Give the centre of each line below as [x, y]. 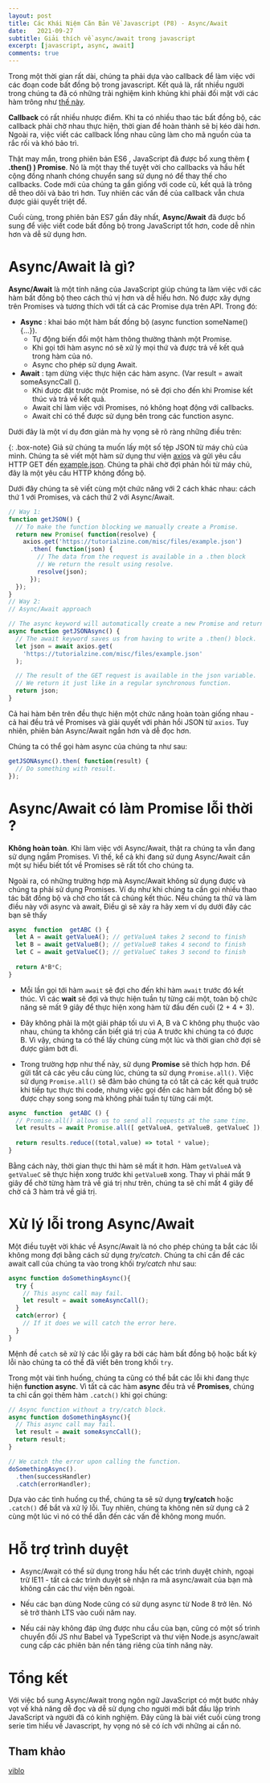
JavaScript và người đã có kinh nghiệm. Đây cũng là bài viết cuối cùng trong [135, 1718]
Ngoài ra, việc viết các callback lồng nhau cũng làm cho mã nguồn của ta [130, 135]
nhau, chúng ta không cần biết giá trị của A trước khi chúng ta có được [137, 1031]
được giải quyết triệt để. [48, 201]
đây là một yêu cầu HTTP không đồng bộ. [77, 473]
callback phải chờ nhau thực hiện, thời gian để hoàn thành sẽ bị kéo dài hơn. [135, 126]
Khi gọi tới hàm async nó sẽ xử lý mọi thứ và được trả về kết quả [138, 347]
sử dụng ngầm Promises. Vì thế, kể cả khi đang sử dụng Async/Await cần [129, 856]
